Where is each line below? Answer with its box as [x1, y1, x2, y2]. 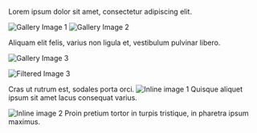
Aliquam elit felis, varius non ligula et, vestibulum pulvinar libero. [8, 38, 221, 47]
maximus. [8, 117, 41, 127]
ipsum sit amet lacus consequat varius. [8, 93, 138, 103]
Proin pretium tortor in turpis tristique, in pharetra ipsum [63, 108, 249, 118]
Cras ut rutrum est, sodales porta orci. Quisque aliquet [8, 84, 243, 94]
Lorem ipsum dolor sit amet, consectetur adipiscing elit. [8, 7, 193, 16]
